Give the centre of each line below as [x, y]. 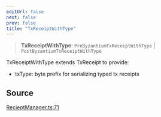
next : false [21, 17]
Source [20, 93]
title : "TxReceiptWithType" [41, 28]
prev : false [21, 23]
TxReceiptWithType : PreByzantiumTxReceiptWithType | [88, 46]
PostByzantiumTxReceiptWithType [61, 52]
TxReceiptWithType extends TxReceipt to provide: [68, 62]
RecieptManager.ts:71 [33, 107]
